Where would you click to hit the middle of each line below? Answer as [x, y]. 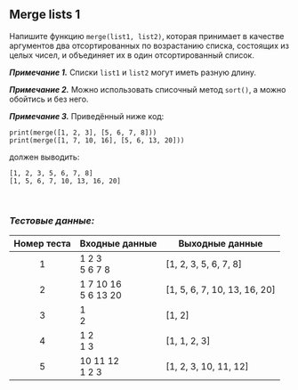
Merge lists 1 [45, 15]
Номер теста [42, 244]
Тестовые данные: [52, 220]
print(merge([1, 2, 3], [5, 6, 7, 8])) [83, 133]
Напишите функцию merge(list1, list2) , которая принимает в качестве [147, 36]
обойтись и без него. [49, 99]
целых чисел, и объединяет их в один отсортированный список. [132, 55]
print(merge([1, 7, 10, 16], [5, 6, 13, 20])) [97, 140]
